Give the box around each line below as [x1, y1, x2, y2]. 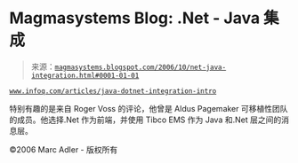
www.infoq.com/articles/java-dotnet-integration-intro [9, 86, 217, 96]
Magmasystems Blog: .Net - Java [9, 8, 261, 28]
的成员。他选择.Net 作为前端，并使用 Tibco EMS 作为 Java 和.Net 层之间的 [9, 114, 282, 125]
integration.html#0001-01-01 [30, 71, 140, 80]
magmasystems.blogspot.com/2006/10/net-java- [54, 63, 227, 72]
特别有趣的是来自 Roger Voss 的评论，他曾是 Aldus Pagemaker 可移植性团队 [9, 103, 288, 113]
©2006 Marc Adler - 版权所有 [9, 144, 118, 155]
